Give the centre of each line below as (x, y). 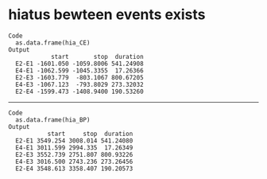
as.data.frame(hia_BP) (53, 120)
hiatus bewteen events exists (107, 15)
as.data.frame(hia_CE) (53, 43)
